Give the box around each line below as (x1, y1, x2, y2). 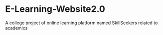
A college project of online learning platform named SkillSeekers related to (5, 20, 158, 26)
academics (5, 25, 28, 31)
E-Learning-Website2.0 (5, 3, 106, 15)
